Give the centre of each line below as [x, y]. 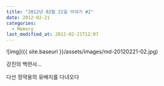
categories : [21, 23]
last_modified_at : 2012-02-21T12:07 [52, 35]
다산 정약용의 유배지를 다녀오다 [43, 77]
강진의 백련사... [24, 64]
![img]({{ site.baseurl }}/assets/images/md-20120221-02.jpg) [82, 51]
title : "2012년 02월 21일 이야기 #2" [50, 12]
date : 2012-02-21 [28, 18]
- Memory [23, 29]
